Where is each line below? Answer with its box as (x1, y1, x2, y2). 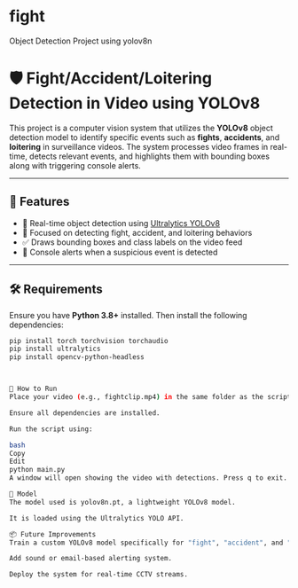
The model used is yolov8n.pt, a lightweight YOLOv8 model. (9, 498, 237, 506)
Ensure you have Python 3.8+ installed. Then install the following (9, 310, 247, 320)
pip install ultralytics (9, 344, 101, 354)
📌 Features (9, 194, 70, 209)
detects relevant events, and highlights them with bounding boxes (29, 151, 271, 161)
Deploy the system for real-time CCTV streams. (9, 570, 189, 579)
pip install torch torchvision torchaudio (9, 336, 169, 345)
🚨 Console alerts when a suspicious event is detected (21, 247, 218, 257)
